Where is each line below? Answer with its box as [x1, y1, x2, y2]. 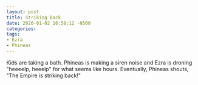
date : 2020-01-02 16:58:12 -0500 [6, 20, 91, 26]
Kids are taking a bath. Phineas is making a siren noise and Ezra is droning [6, 58, 193, 66]
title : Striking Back [6, 14, 61, 20]
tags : [6, 31, 20, 37]
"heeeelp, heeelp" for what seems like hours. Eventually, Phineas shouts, [6, 65, 189, 72]
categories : [6, 25, 36, 32]
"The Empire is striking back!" [6, 72, 81, 79]
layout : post [6, 8, 39, 15]
